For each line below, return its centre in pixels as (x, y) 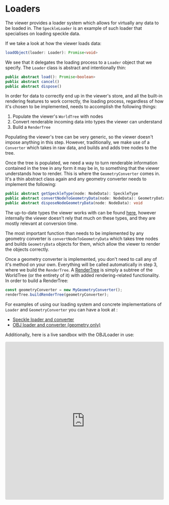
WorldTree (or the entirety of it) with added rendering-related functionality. (82, 276)
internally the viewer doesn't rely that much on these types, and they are (80, 218)
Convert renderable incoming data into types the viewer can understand (87, 122)
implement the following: (31, 185)
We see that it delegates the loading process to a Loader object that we (79, 62)
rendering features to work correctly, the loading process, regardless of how (84, 101)
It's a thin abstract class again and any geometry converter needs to (76, 179)
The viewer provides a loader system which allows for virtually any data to (82, 23)
